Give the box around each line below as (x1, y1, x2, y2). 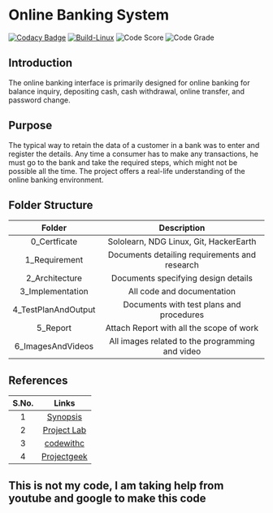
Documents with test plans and (123, 299, 241, 311)
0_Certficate (30, 236, 78, 247)
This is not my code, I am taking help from (8, 478, 224, 493)
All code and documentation (128, 286, 236, 298)
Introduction (8, 56, 73, 70)
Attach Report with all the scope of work (105, 323, 258, 334)
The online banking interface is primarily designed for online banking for (8, 77, 250, 87)
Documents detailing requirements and (107, 250, 257, 261)
